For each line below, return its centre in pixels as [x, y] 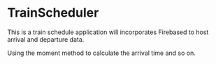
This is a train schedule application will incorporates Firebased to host [108, 32]
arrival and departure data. [46, 39]
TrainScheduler [53, 13]
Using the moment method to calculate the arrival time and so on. [101, 53]
